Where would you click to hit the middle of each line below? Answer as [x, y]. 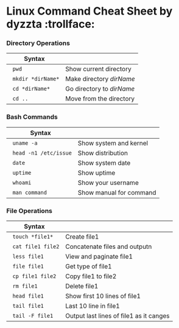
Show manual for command [117, 192]
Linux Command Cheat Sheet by [89, 11]
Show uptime [97, 173]
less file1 [28, 256]
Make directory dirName [100, 79]
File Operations [30, 211]
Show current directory [98, 69]
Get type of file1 [88, 267]
